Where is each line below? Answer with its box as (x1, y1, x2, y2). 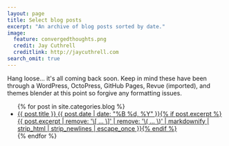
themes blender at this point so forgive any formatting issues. (7, 89, 182, 97)
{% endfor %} (17, 131, 57, 140)
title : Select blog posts (7, 17, 82, 24)
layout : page (7, 10, 45, 17)
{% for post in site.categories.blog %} (17, 102, 126, 111)
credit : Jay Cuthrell (13, 42, 76, 49)
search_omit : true (7, 55, 60, 62)
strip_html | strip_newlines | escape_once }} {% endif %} (17, 124, 178, 132)
